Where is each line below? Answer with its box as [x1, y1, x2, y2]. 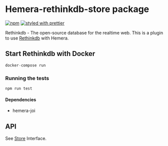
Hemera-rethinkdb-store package [5, 3, 149, 15]
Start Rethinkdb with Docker [5, 49, 95, 58]
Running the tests [5, 74, 49, 81]
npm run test [5, 86, 33, 91]
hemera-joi [12, 107, 36, 113]
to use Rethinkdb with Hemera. [5, 35, 69, 41]
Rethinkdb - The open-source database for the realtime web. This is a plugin [5, 29, 163, 35]
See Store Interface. [5, 135, 47, 141]
